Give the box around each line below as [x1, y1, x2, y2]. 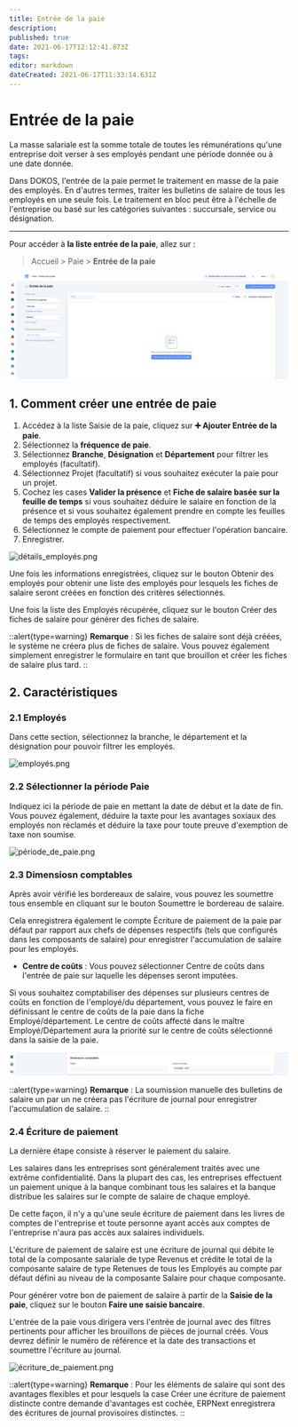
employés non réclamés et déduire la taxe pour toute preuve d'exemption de [9, 820, 288, 830]
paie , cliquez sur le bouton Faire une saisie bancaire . [9, 1299, 206, 1310]
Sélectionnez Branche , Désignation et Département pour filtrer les [21, 448, 269, 459]
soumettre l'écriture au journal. [9, 1345, 122, 1356]
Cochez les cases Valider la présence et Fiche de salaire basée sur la [21, 487, 280, 497]
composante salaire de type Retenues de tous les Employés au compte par [9, 1264, 282, 1274]
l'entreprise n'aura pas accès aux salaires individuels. [9, 1227, 206, 1238]
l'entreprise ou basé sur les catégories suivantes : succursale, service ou [9, 203, 277, 214]
